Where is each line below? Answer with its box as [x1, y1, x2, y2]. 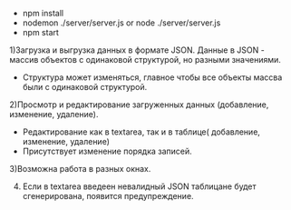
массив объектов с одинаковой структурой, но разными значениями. [9, 55, 281, 65]
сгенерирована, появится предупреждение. [22, 191, 194, 201]
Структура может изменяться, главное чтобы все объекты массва [22, 72, 283, 83]
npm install [22, 8, 64, 18]
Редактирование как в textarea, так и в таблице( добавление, [22, 126, 261, 137]
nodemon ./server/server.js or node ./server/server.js [22, 17, 221, 28]
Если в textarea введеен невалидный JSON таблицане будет [22, 181, 257, 192]
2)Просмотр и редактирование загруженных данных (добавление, [9, 99, 269, 110]
